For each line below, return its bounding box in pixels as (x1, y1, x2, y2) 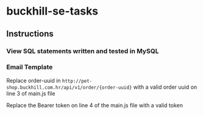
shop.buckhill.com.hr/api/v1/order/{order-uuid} (6, 84, 132, 91)
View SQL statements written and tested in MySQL (6, 47, 159, 55)
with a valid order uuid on (133, 83, 198, 91)
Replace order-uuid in (6, 77, 61, 84)
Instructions (6, 29, 54, 39)
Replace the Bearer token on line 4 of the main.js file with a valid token (6, 102, 183, 109)
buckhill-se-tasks (6, 4, 99, 18)
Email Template (6, 63, 53, 71)
